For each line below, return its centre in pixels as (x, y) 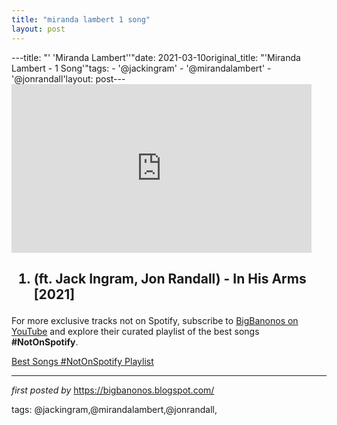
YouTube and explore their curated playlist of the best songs (135, 331)
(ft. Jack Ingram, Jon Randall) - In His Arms (170, 278)
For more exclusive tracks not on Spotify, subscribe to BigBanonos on (155, 320)
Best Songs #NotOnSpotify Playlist (82, 361)
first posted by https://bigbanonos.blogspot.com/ (113, 390)
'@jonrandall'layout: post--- (68, 78)
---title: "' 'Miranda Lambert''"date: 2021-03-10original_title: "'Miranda (156, 57)
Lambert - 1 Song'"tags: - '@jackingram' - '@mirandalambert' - (141, 68)
